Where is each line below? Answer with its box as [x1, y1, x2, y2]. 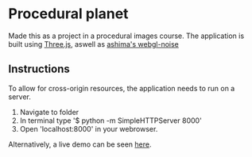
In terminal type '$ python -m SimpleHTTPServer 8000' [19, 116, 203, 125]
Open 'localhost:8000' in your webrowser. [19, 124, 158, 133]
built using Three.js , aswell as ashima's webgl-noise [8, 39, 179, 48]
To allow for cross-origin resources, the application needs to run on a [8, 83, 235, 93]
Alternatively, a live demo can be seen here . [8, 140, 152, 149]
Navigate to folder [19, 107, 79, 117]
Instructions [8, 63, 70, 76]
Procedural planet [8, 5, 129, 23]
